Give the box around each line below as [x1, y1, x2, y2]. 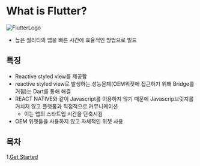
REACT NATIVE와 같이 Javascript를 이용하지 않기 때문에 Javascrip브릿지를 [14, 95, 194, 102]
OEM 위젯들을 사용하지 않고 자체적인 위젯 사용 [14, 117, 124, 125]
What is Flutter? [6, 4, 87, 18]
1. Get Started [6, 153, 38, 160]
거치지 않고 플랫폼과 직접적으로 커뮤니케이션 [14, 102, 118, 110]
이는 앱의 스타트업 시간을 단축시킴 [23, 110, 103, 117]
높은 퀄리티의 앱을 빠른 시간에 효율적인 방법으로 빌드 [14, 36, 137, 43]
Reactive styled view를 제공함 [14, 73, 87, 80]
